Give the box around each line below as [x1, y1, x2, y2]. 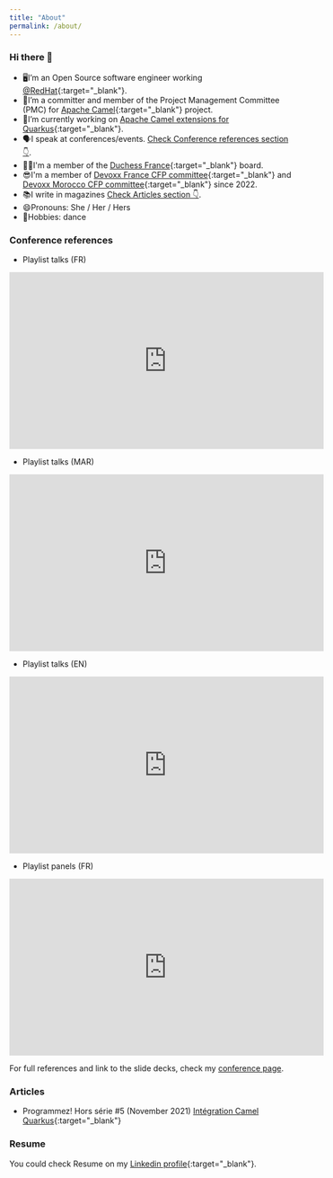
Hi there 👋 [9, 51, 54, 64]
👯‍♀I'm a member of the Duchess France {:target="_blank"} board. [22, 159, 264, 171]
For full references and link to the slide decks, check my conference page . [9, 1063, 285, 1074]
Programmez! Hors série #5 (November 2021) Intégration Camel [22, 1106, 259, 1117]
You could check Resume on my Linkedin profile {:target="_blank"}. [9, 1158, 258, 1169]
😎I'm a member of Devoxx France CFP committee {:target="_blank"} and [22, 169, 292, 180]
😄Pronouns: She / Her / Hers [22, 201, 131, 212]
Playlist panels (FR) [22, 861, 94, 872]
